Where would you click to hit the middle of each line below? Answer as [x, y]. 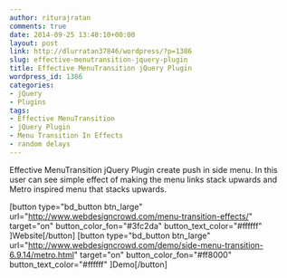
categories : [32, 85]
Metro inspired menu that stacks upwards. [88, 189]
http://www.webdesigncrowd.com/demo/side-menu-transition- [146, 244]
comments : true [38, 26]
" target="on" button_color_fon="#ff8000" [153, 254]
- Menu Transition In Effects [67, 136]
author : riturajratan [50, 18]
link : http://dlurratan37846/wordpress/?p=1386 [101, 52]
